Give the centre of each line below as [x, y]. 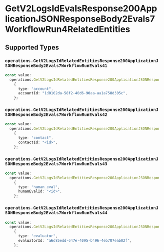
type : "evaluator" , [38, 236]
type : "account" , [36, 89]
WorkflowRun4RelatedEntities [68, 29]
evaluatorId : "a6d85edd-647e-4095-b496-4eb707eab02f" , [75, 241]
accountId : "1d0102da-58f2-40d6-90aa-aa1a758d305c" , [73, 93]
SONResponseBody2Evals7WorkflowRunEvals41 [56, 66]
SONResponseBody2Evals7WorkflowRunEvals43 [56, 164]
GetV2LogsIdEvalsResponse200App [81, 9]
